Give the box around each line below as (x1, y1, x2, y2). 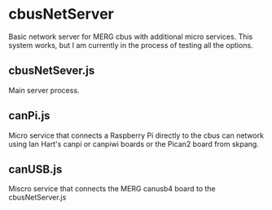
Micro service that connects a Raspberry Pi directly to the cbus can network (8, 131, 265, 140)
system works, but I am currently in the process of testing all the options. (8, 40, 254, 49)
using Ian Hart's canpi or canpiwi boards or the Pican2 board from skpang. (8, 139, 259, 148)
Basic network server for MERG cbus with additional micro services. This (8, 32, 253, 41)
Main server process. (8, 85, 80, 95)
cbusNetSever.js (8, 64, 95, 78)
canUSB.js (8, 162, 63, 176)
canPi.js (8, 109, 50, 122)
